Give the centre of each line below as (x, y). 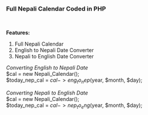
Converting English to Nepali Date (47, 68)
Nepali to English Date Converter (54, 57)
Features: (18, 33)
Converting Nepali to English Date (47, 93)
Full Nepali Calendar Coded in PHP (56, 9)
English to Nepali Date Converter (54, 50)
